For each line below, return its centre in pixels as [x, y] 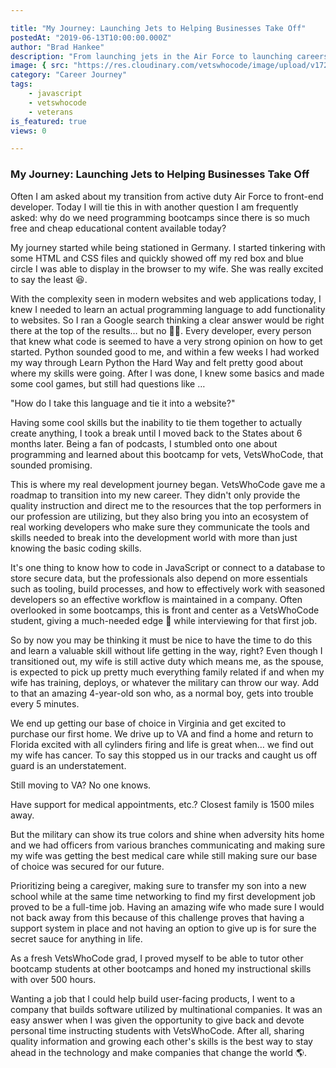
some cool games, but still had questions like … [108, 383]
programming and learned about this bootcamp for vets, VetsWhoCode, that [167, 454]
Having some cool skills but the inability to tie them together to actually [156, 422]
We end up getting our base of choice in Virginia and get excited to [148, 723]
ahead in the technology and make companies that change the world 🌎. [159, 1052]
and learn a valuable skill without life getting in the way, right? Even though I [166, 650]
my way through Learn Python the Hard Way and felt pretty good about [156, 362]
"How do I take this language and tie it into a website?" [123, 403]
